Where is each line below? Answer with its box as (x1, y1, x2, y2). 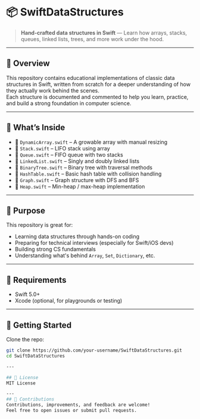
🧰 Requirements (6, 275, 67, 285)
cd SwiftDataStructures (6, 353, 65, 359)
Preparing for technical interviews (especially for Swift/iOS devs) (14, 239, 174, 247)
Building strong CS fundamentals (14, 246, 96, 253)
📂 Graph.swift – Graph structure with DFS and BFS (14, 176, 139, 183)
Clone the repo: (6, 336, 45, 343)
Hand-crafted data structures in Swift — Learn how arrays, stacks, (20, 29, 187, 36)
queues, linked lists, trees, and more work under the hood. (20, 35, 164, 42)
